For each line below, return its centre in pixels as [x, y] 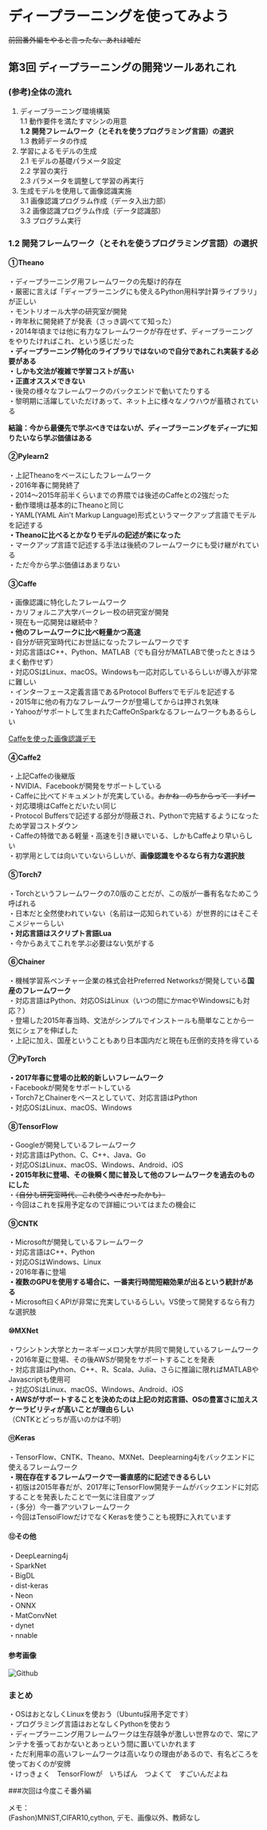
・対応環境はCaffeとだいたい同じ [63, 806]
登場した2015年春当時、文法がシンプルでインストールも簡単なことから [131, 1020]
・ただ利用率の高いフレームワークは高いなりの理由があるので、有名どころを [133, 1754]
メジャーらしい [39, 923]
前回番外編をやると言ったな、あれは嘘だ [75, 40]
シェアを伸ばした [50, 1030]
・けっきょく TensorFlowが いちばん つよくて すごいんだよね [118, 1774]
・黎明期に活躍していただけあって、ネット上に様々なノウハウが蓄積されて [130, 401]
